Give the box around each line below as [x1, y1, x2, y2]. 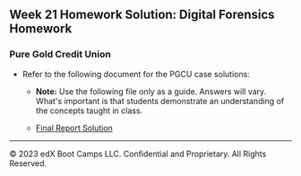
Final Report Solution [35, 122, 114, 133]
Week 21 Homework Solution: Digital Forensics [9, 7, 275, 22]
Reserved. [9, 157, 47, 169]
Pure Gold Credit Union [9, 48, 112, 61]
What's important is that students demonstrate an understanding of [35, 95, 285, 106]
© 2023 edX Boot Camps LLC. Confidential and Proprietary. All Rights [9, 148, 267, 159]
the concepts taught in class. [35, 105, 143, 116]
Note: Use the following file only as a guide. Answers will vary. [35, 85, 267, 97]
